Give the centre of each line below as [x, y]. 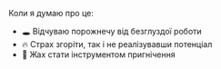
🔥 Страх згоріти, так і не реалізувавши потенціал [117, 44]
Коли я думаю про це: [51, 13]
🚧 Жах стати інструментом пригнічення [98, 54]
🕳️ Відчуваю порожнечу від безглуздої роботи [111, 31]
